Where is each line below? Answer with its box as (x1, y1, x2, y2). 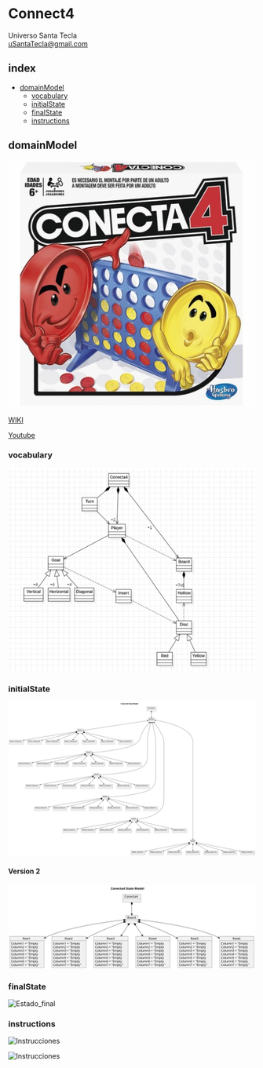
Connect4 (8, 5, 75, 23)
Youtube (8, 430, 35, 439)
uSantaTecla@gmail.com (8, 38, 89, 48)
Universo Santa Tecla (8, 31, 77, 40)
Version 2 (8, 866, 41, 876)
